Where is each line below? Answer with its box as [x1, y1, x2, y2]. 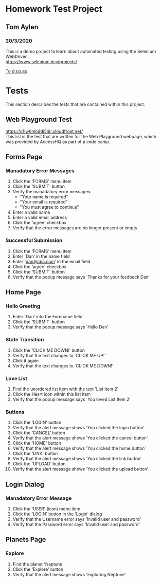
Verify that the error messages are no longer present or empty [12, 225, 138, 231]
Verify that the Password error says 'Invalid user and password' [12, 521, 140, 527]
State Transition [5, 336, 44, 343]
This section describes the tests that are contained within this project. [5, 101, 145, 107]
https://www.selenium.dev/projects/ [5, 58, 77, 64]
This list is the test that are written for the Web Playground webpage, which [5, 133, 157, 139]
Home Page [5, 288, 41, 296]
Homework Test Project [5, 3, 103, 15]
